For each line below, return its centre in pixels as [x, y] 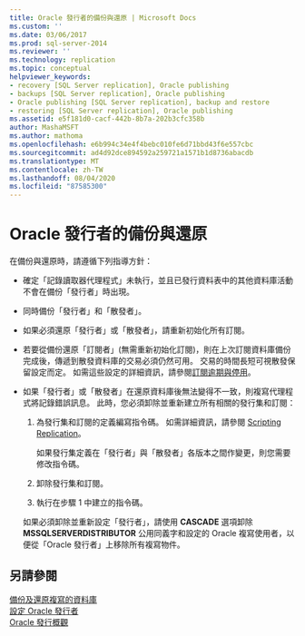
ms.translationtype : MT [54, 161]
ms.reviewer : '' [40, 52]
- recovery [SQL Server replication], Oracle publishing [119, 85]
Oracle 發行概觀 [39, 621]
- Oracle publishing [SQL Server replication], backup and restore [140, 102]
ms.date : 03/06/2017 [49, 34]
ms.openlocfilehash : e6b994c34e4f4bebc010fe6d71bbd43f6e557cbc [132, 144]
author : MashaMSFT [44, 128]
